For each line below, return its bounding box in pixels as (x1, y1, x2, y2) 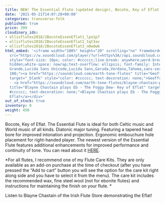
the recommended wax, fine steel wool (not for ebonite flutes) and (5, 177, 139, 183)
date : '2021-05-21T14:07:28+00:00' (5, 12, 78, 17)
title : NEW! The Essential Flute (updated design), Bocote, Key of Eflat (5, 7, 160, 12)
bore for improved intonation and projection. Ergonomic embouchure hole (5, 131, 154, 138)
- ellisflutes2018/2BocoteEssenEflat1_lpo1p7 (5, 35, 100, 40)
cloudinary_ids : (5, 30, 38, 35)
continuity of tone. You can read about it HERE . (5, 147, 100, 153)
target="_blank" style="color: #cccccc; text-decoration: (9, 76, 131, 81)
